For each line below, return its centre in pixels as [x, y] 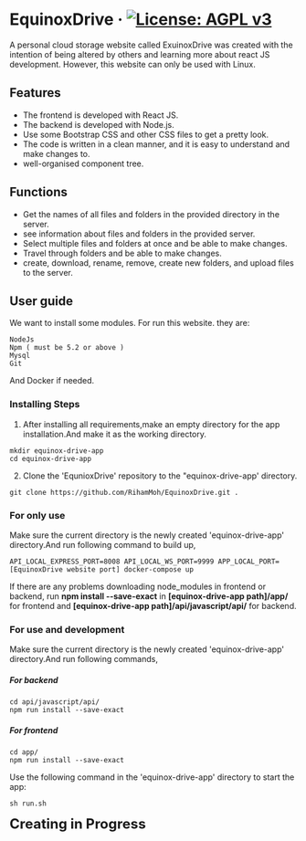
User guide [41, 301]
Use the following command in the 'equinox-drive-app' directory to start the [152, 777]
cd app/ [24, 752]
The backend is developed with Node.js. [99, 124]
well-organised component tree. [83, 163]
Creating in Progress [78, 824]
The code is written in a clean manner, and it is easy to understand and [156, 144]
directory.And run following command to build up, [103, 544]
